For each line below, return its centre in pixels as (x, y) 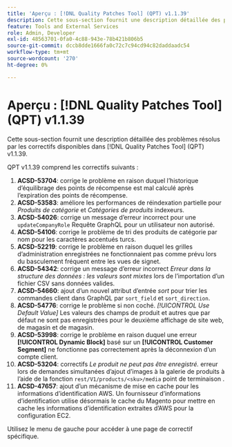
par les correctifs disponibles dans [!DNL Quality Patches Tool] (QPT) (106, 146)
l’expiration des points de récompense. (72, 195)
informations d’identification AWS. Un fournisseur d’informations (109, 393)
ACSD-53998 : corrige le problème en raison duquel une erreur (107, 334)
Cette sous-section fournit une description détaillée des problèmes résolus (114, 139)
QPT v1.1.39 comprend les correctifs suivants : (73, 167)
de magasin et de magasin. (56, 327)
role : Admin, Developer (41, 33)
